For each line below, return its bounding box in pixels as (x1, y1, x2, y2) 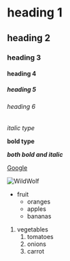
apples (27, 204, 46, 213)
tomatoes (27, 232, 54, 240)
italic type (7, 123, 35, 132)
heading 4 (7, 70, 37, 78)
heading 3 (7, 53, 41, 62)
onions (27, 240, 46, 248)
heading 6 (7, 103, 36, 111)
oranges (27, 197, 51, 206)
